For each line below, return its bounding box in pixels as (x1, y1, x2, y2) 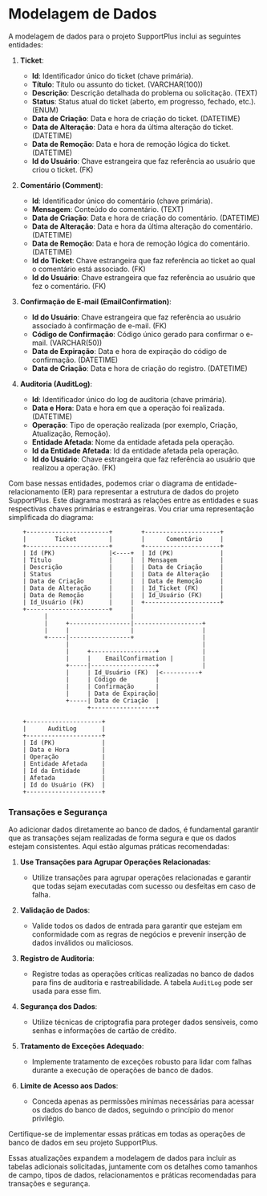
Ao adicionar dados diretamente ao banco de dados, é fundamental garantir (8, 824, 259, 835)
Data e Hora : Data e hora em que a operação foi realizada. (31, 403, 225, 413)
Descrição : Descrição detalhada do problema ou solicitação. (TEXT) (31, 87, 258, 97)
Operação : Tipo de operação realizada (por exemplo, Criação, (31, 420, 238, 429)
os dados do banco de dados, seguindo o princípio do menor (31, 1105, 234, 1115)
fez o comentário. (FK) (31, 281, 107, 291)
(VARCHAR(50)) (49, 338, 103, 348)
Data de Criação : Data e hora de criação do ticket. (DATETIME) (31, 113, 241, 123)
